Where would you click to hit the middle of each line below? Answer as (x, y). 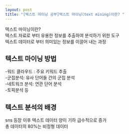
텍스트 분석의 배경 (31, 107)
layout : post (19, 10)
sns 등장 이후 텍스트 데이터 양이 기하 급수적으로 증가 (56, 120)
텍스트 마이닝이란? (23, 29)
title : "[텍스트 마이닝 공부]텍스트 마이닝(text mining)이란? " (65, 14)
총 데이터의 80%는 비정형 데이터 (37, 127)
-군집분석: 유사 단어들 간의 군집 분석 (40, 78)
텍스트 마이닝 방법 (31, 58)
